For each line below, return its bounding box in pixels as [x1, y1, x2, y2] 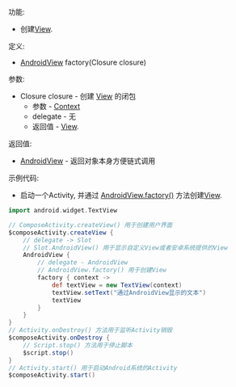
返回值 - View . [32, 122, 79, 131]
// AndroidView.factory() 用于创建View [37, 266, 167, 275]
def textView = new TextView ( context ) [51, 281, 183, 289]
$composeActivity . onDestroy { [8, 334, 111, 342]
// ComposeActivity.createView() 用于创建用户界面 [8, 221, 173, 229]
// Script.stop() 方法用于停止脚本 [23, 341, 133, 349]
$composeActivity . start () [8, 371, 95, 380]
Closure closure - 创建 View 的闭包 [19, 91, 136, 101]
